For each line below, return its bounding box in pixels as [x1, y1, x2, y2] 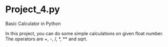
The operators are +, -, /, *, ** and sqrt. [5, 36, 88, 42]
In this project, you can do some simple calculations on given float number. [5, 30, 164, 36]
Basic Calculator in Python [5, 20, 61, 27]
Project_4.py [5, 4, 60, 15]
